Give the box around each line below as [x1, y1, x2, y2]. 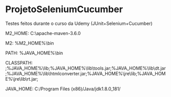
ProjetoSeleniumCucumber [5, 4, 124, 15]
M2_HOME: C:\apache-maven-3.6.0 [5, 30, 81, 36]
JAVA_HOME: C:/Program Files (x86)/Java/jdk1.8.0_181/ [5, 85, 121, 92]
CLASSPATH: [5, 59, 33, 66]
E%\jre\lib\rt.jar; [5, 76, 38, 82]
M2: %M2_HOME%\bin [5, 40, 55, 46]
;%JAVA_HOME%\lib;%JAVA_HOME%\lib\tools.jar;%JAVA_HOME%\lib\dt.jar [5, 65, 166, 71]
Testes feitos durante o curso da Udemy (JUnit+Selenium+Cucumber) [5, 20, 153, 26]
